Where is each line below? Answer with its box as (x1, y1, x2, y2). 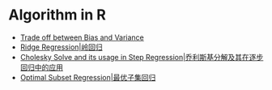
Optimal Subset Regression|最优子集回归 (19, 72, 156, 82)
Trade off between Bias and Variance (19, 32, 144, 42)
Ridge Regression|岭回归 (19, 42, 103, 52)
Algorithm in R (8, 6, 107, 24)
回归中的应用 (19, 62, 63, 72)
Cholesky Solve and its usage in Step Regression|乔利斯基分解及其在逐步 (19, 52, 264, 62)
